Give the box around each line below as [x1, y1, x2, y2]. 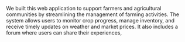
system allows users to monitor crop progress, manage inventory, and [6, 17, 174, 24]
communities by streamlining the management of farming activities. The [6, 11, 180, 18]
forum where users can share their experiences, [6, 29, 122, 36]
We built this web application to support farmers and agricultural [6, 5, 162, 12]
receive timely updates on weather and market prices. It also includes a [6, 23, 179, 30]
